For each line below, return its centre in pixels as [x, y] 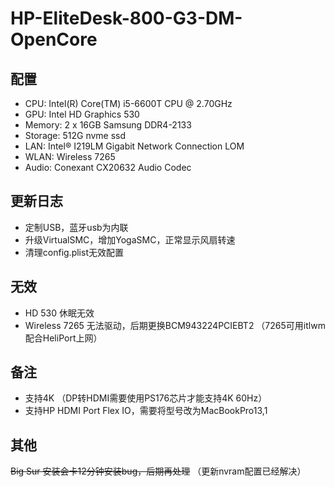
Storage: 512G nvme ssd [75, 135]
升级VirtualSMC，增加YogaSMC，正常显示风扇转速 [130, 239]
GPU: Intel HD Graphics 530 [82, 114]
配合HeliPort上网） [63, 338]
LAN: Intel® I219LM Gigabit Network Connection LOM [134, 146]
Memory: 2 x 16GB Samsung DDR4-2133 [108, 125]
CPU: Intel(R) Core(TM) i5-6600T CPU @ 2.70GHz [128, 103]
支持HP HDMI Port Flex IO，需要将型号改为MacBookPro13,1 [146, 411]
